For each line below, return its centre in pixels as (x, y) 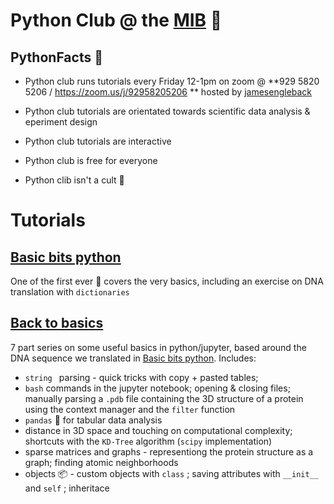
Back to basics (57, 323)
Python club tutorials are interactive (98, 141)
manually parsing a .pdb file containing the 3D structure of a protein (164, 398)
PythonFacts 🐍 (56, 57)
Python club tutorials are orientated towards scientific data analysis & (167, 111)
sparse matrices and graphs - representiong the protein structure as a (169, 451)
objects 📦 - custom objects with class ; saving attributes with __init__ (171, 473)
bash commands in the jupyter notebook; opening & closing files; (157, 388)
